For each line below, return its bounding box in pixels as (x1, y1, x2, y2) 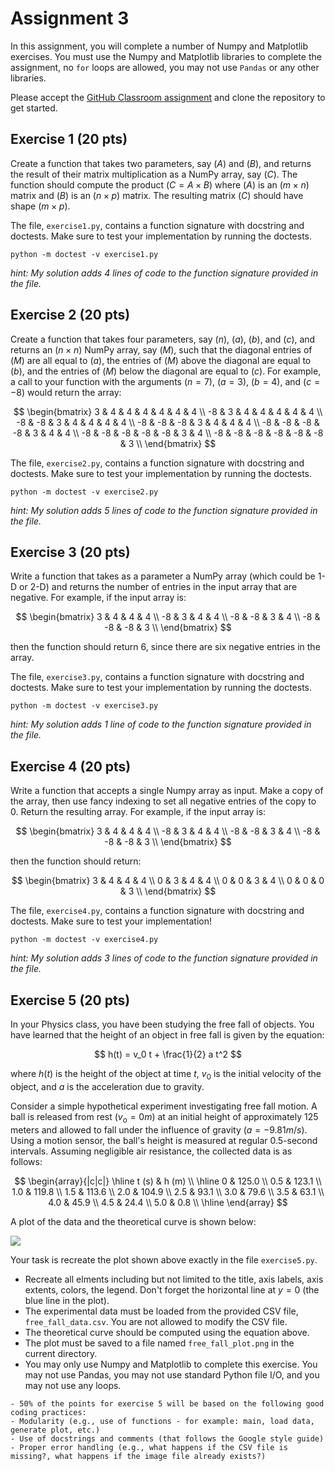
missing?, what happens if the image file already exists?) (10, 1451, 267, 1461)
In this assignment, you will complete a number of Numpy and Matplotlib (10, 40, 309, 52)
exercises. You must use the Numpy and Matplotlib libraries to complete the (10, 50, 322, 62)
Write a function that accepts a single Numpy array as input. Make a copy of (10, 785, 324, 797)
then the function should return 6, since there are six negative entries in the (10, 641, 321, 653)
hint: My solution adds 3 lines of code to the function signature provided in (10, 952, 318, 964)
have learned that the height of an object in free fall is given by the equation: (10, 1029, 325, 1041)
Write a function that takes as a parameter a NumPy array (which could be (10, 570, 316, 582)
